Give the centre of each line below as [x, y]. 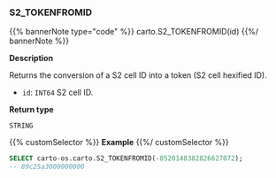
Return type [32, 110]
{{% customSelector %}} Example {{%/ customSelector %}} [119, 143]
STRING [21, 126]
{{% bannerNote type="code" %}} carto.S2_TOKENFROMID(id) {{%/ [134, 32]
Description [31, 58]
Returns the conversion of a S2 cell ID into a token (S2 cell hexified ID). [138, 75]
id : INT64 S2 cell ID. [57, 93]
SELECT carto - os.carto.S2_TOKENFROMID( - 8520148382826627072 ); [126, 159]
